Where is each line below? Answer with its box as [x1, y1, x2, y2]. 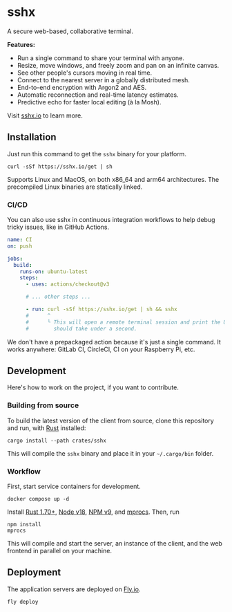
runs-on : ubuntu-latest [19, 268, 88, 275]
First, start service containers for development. [7, 482, 142, 490]
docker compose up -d [7, 495, 70, 502]
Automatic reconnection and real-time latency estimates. [17, 91, 179, 99]
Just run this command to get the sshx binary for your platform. [7, 149, 186, 158]
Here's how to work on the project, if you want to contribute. [7, 383, 180, 391]
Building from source [7, 400, 79, 410]
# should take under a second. [25, 325, 137, 332]
